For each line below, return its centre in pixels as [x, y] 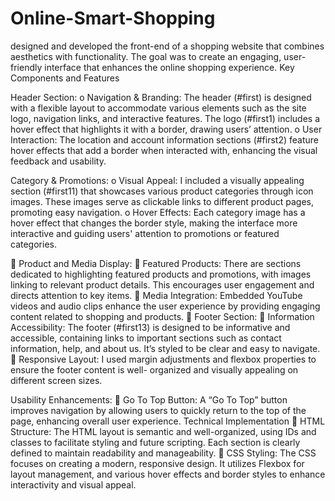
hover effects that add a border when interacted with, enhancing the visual [164, 150]
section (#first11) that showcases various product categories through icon [162, 191]
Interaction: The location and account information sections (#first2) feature [164, 139]
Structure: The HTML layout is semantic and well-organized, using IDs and [163, 431]
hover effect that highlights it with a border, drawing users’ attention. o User [166, 129]
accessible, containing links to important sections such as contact [146, 338]
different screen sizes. [56, 380]
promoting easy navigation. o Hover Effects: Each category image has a [158, 212]
